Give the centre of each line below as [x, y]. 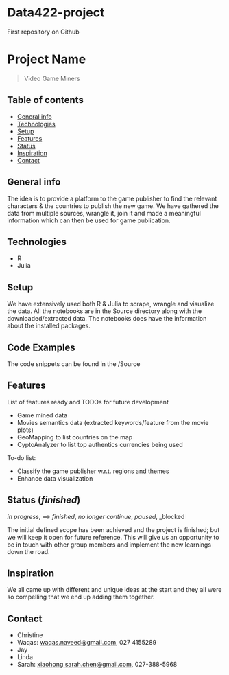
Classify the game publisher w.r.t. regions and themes [93, 471]
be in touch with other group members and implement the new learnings [109, 545]
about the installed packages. [49, 326]
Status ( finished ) [44, 500]
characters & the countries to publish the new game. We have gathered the [113, 206]
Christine [30, 635]
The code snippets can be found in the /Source [74, 364]
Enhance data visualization [55, 478]
